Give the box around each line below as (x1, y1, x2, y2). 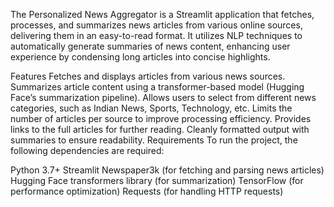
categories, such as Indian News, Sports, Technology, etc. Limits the (10, 102, 293, 114)
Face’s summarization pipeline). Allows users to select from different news (10, 92, 317, 103)
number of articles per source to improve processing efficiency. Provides (10, 113, 312, 124)
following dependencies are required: (10, 145, 165, 156)
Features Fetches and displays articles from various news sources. (10, 70, 286, 82)
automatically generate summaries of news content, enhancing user (10, 40, 291, 52)
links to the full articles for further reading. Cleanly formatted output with (10, 124, 310, 135)
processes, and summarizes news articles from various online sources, (10, 19, 303, 31)
